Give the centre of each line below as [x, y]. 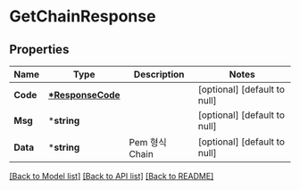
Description [159, 74]
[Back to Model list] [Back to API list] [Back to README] [112, 176]
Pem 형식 [148, 142]
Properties [39, 50]
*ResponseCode [84, 95]
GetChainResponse [83, 17]
